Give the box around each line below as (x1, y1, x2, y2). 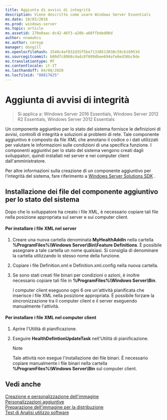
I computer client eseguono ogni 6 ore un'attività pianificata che (12, 287, 144, 293)
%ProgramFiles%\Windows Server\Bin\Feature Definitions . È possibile (12, 242, 162, 248)
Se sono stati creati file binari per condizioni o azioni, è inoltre (12, 272, 140, 278)
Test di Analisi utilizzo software (5, 409, 69, 415)
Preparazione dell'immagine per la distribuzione (5, 404, 104, 410)
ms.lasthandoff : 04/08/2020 (5, 68, 64, 73)
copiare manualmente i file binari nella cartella (12, 360, 107, 366)
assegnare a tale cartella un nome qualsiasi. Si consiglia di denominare (12, 247, 158, 253)
